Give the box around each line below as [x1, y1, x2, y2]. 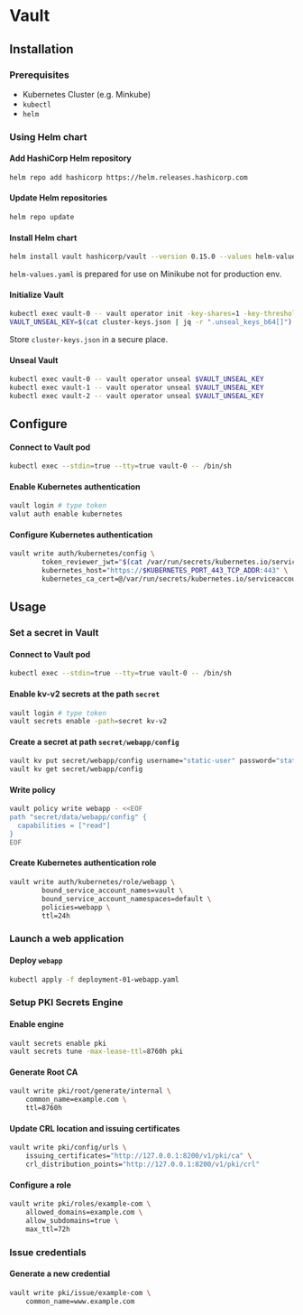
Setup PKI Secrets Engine [9, 996, 124, 1009]
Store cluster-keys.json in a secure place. [9, 333, 169, 344]
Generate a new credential [9, 1268, 111, 1279]
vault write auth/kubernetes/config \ [9, 549, 155, 558]
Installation [9, 42, 74, 57]
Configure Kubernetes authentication [9, 529, 153, 540]
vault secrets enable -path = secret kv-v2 [9, 717, 168, 726]
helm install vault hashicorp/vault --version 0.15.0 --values [9, 252, 252, 262]
